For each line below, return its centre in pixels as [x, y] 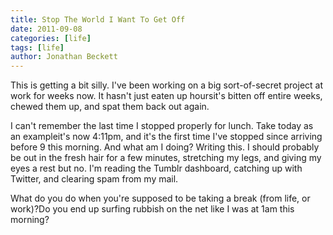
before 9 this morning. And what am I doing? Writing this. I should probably [165, 147]
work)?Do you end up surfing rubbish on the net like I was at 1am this [152, 209]
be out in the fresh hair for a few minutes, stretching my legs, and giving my [166, 158]
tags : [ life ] [37, 47]
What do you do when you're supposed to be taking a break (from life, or [160, 198]
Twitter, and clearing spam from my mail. [94, 179]
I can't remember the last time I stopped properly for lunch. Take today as [162, 126]
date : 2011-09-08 [46, 29]
